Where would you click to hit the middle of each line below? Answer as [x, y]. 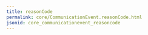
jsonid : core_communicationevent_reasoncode [63, 23]
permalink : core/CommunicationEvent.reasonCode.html [74, 17]
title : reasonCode [29, 12]
